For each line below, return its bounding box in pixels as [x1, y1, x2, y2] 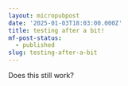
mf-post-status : [8, 33, 62, 42]
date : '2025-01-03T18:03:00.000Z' [8, 19, 123, 27]
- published [15, 41, 56, 49]
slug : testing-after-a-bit [8, 49, 98, 57]
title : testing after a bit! [8, 26, 105, 34]
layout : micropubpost [8, 11, 80, 20]
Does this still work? [8, 71, 74, 80]
